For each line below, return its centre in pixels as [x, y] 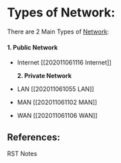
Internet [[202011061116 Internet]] [64, 62]
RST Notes [22, 153]
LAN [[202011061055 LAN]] [55, 89]
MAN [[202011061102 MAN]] [57, 102]
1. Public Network [32, 47]
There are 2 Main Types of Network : [58, 32]
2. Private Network [44, 76]
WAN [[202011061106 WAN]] [57, 116]
